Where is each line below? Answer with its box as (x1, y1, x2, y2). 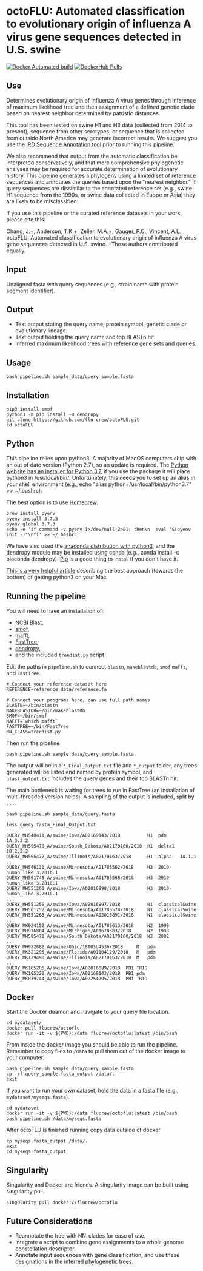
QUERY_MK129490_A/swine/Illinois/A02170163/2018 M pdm (6, 954, 156, 960)
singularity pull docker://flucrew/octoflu (6, 1199, 118, 1205)
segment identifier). (6, 287, 56, 294)
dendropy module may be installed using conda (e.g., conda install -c (6, 548, 179, 556)
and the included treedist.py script (15, 651, 105, 658)
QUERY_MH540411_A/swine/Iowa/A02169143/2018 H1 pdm (6, 832, 167, 838)
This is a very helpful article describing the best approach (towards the (6, 567, 184, 574)
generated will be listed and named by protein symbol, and (6, 768, 153, 775)
